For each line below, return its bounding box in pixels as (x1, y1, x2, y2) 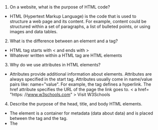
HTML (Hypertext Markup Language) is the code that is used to (9, 13, 137, 19)
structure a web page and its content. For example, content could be (9, 19, 147, 24)
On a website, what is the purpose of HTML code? (9, 4, 111, 10)
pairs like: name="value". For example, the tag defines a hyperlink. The (9, 81, 151, 87)
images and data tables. (9, 29, 58, 34)
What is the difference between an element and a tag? (9, 38, 118, 44)
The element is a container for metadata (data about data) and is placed (9, 110, 154, 116)
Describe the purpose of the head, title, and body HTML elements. (9, 101, 142, 106)
